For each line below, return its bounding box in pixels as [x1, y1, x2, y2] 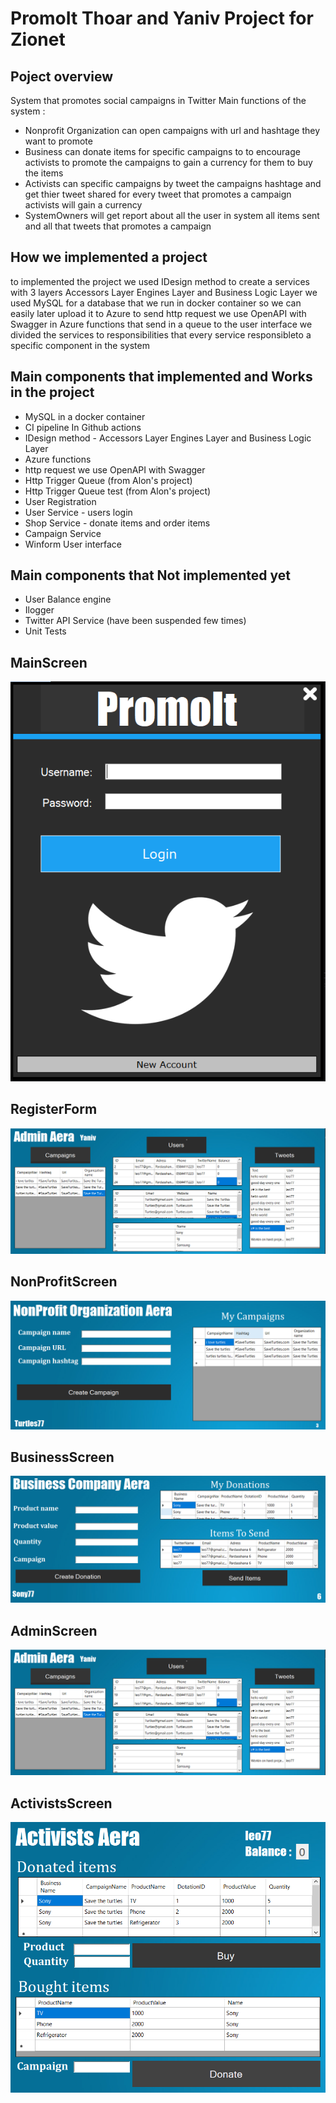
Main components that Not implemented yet [10, 567, 291, 584]
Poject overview [10, 68, 113, 85]
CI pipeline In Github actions [24, 421, 142, 433]
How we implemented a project [10, 249, 208, 266]
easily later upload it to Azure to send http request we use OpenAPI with [10, 307, 307, 319]
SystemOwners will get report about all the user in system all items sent [24, 210, 320, 221]
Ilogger [24, 604, 55, 616]
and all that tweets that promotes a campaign [24, 220, 212, 232]
